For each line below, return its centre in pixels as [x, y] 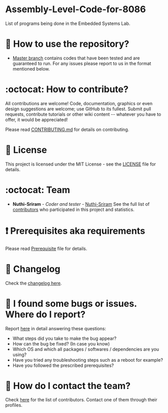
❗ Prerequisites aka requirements [75, 231]
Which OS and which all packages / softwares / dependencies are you [86, 349]
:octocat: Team [38, 190]
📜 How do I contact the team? [68, 386]
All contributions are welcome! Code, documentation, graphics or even [79, 103]
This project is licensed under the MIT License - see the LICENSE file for [80, 164]
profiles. [14, 405]
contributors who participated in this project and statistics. [73, 209]
